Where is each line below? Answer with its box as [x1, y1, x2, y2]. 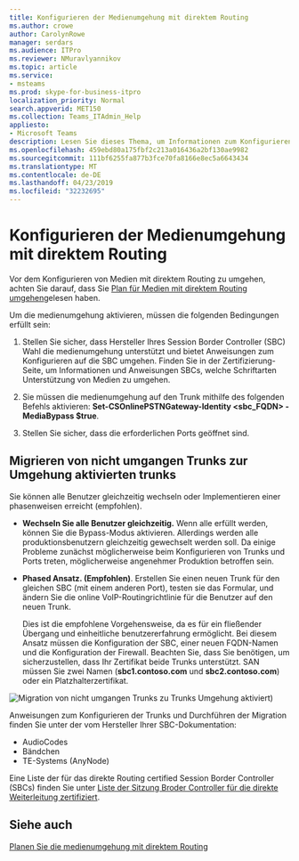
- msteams [9, 79, 46, 88]
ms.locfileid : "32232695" [9, 187, 105, 196]
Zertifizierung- [222, 355, 276, 366]
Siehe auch [9, 817, 73, 833]
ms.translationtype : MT [9, 162, 98, 171]
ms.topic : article [9, 63, 77, 72]
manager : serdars [9, 37, 74, 47]
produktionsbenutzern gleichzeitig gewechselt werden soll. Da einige [21, 536, 276, 548]
